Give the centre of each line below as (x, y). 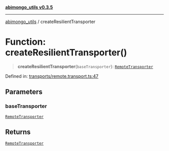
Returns (18, 132)
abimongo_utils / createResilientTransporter (50, 22)
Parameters (24, 92)
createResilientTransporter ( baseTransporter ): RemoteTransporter (85, 66)
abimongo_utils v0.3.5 (29, 7)
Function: (26, 42)
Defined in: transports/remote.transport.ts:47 (52, 76)
